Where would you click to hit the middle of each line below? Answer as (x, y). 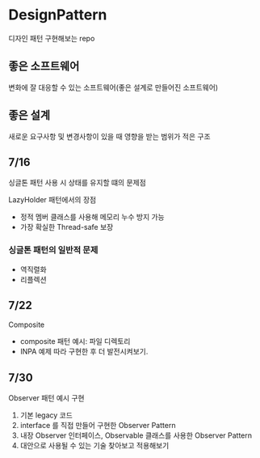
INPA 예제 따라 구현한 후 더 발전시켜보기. (84, 352)
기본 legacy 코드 (46, 415)
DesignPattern (58, 15)
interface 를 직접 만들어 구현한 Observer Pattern (98, 426)
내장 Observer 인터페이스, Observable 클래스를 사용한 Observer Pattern (136, 435)
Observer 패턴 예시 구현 (46, 398)
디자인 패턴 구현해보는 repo (52, 38)
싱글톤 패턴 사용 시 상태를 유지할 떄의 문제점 (78, 183)
